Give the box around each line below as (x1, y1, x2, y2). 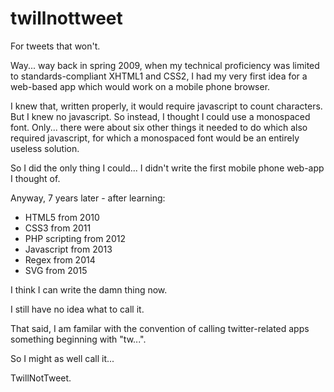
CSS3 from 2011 (24, 222, 92, 234)
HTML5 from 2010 (24, 211, 100, 223)
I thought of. (10, 172, 61, 184)
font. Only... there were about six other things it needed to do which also (10, 121, 308, 133)
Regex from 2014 (24, 253, 96, 266)
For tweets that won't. (10, 40, 101, 52)
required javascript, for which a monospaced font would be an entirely (10, 132, 300, 144)
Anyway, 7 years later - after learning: (10, 192, 166, 204)
